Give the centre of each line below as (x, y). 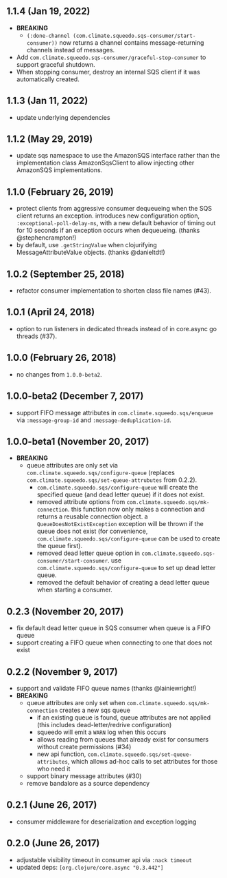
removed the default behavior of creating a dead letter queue (123, 583)
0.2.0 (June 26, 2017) (53, 843)
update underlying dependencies (63, 117)
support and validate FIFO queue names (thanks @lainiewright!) (106, 688)
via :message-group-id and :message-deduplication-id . (94, 420)
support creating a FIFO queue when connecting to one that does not (114, 642)
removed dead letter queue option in (88, 553)
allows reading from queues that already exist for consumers (123, 739)
